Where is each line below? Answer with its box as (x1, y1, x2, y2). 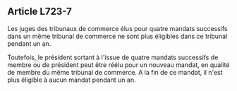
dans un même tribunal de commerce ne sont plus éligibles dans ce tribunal (7, 32, 228, 40)
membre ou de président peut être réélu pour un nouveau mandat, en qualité (7, 60, 230, 69)
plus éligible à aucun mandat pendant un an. (7, 75, 136, 84)
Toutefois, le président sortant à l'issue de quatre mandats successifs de (7, 53, 219, 61)
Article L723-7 (7, 6, 72, 18)
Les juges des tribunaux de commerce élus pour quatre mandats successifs (7, 24, 228, 32)
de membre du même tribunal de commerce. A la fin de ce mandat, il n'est (7, 68, 224, 76)
